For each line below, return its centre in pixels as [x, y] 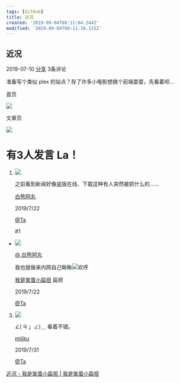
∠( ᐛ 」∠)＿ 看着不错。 [44, 326]
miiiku [22, 338]
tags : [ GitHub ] [25, 12]
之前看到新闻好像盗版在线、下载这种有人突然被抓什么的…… [86, 184]
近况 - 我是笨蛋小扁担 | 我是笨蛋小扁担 [53, 374]
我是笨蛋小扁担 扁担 [39, 280]
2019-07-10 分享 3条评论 [36, 69]
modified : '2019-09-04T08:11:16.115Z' [54, 28]
